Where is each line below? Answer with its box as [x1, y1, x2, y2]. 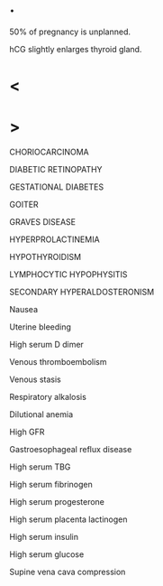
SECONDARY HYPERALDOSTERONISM [9, 286, 155, 298]
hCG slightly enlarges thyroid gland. [9, 43, 142, 54]
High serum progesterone [9, 497, 105, 507]
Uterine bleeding [9, 321, 72, 332]
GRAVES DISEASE [9, 217, 77, 228]
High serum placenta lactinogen [9, 514, 128, 525]
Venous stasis [9, 374, 61, 385]
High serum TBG [9, 461, 71, 472]
